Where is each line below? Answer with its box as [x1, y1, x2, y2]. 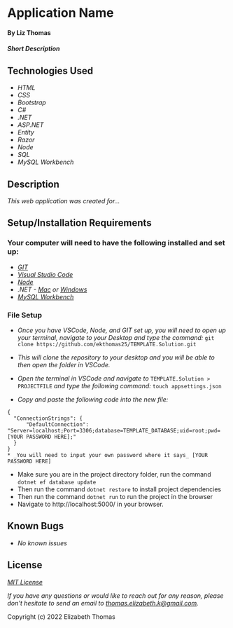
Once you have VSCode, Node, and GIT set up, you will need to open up [17, 326, 226, 334]
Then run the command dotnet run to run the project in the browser [17, 492, 213, 500]
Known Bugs [7, 520, 64, 532]
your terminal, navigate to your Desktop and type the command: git [17, 333, 215, 341]
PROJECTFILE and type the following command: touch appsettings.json [17, 381, 222, 390]
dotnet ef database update [17, 479, 97, 486]
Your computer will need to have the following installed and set [7, 238, 225, 248]
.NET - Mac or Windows [17, 285, 87, 294]
